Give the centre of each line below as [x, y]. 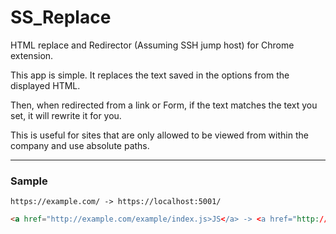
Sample [29, 181]
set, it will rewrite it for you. [66, 115]
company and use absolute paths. [80, 145]
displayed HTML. [45, 85]
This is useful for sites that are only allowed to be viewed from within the [159, 135]
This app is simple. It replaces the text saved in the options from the [150, 75]
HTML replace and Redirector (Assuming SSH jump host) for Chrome [152, 45]
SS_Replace [61, 17]
